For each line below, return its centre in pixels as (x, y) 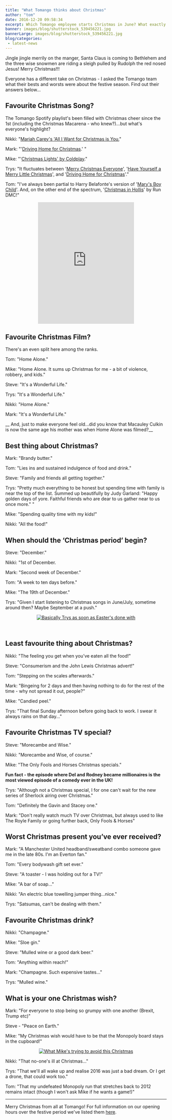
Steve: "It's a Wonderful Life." (36, 385)
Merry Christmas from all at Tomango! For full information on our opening (83, 1107)
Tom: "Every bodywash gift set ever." (44, 864)
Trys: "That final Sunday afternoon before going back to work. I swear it (81, 711)
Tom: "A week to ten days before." (41, 582)
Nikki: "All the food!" (27, 524)
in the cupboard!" (24, 1041)
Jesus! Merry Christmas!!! (33, 69)
